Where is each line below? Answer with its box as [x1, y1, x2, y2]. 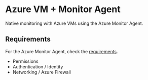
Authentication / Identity [12, 63, 63, 69]
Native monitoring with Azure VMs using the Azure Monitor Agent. [5, 20, 143, 26]
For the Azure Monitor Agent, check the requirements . [5, 48, 118, 54]
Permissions [12, 58, 39, 64]
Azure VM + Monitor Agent [5, 4, 121, 15]
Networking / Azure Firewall [12, 69, 71, 75]
